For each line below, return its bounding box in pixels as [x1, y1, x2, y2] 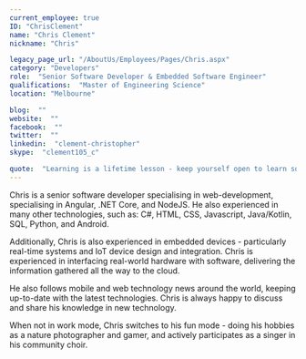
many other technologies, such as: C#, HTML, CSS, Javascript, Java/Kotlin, [9, 209, 292, 220]
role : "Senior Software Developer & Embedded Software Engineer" [9, 72, 267, 82]
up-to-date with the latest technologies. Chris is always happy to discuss [9, 292, 283, 303]
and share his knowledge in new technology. [9, 302, 178, 313]
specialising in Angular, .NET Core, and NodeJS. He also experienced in [9, 199, 280, 210]
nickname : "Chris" [9, 38, 79, 48]
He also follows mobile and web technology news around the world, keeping [9, 282, 296, 293]
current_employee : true [9, 13, 100, 23]
